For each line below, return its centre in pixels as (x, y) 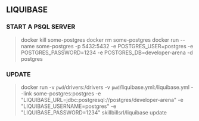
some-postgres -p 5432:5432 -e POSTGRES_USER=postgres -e (115, 46)
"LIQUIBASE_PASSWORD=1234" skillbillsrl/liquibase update (94, 112)
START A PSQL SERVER (41, 27)
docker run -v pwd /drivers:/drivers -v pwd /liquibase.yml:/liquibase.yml (105, 87)
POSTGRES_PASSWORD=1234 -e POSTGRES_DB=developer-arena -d (107, 52)
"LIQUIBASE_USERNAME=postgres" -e (69, 106)
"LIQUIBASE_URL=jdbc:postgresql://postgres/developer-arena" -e (102, 100)
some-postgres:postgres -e (67, 93)
